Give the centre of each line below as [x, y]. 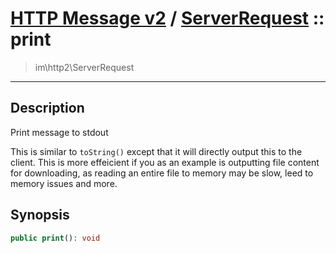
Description [47, 108]
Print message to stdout [59, 132]
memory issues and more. [64, 183]
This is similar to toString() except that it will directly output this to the [156, 151]
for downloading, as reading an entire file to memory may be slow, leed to [162, 173]
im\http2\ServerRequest [84, 67]
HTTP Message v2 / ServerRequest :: [167, 18]
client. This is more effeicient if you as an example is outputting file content [165, 162]
